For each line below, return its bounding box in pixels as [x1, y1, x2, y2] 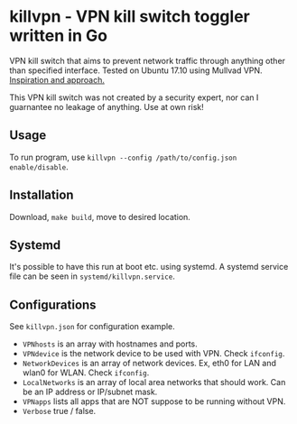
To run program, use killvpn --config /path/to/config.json [9, 152, 237, 162]
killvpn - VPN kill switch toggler [9, 6, 250, 27]
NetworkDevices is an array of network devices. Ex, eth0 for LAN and [22, 358, 277, 369]
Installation [9, 188, 74, 203]
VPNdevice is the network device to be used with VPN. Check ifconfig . [22, 348, 285, 359]
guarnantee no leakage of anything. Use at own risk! [9, 101, 205, 112]
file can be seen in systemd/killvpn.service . [9, 271, 176, 281]
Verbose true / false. [22, 406, 97, 417]
